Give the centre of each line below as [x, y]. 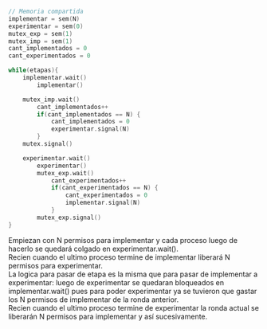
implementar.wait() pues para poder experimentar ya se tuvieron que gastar [133, 291]
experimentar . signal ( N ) [90, 129]
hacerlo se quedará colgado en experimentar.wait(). [94, 249]
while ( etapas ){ [33, 70]
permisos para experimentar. [56, 265]
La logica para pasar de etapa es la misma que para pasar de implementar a [133, 274]
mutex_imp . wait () [51, 100]
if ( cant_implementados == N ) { [89, 114]
